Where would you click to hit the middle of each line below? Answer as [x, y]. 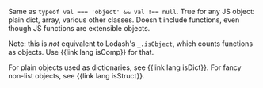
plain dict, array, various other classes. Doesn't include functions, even [124, 20]
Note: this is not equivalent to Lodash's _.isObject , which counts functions [131, 44]
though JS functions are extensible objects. [79, 28]
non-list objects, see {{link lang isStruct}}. [76, 76]
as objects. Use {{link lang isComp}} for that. [81, 52]
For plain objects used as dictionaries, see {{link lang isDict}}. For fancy [125, 67]
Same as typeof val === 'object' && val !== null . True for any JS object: [131, 11]
